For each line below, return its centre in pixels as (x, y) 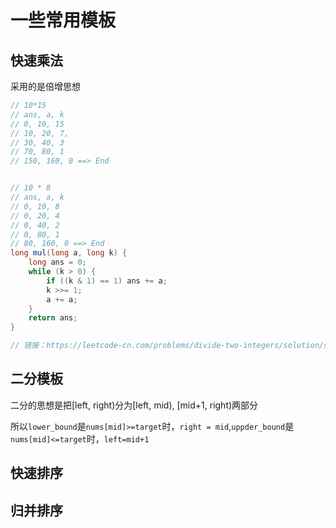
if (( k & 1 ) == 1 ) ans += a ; (107, 281)
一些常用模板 (63, 20)
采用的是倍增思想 (45, 86)
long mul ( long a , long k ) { (69, 253)
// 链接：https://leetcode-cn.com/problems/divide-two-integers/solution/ (167, 346)
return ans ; (53, 318)
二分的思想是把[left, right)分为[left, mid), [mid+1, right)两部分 (134, 405)
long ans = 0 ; (57, 262)
